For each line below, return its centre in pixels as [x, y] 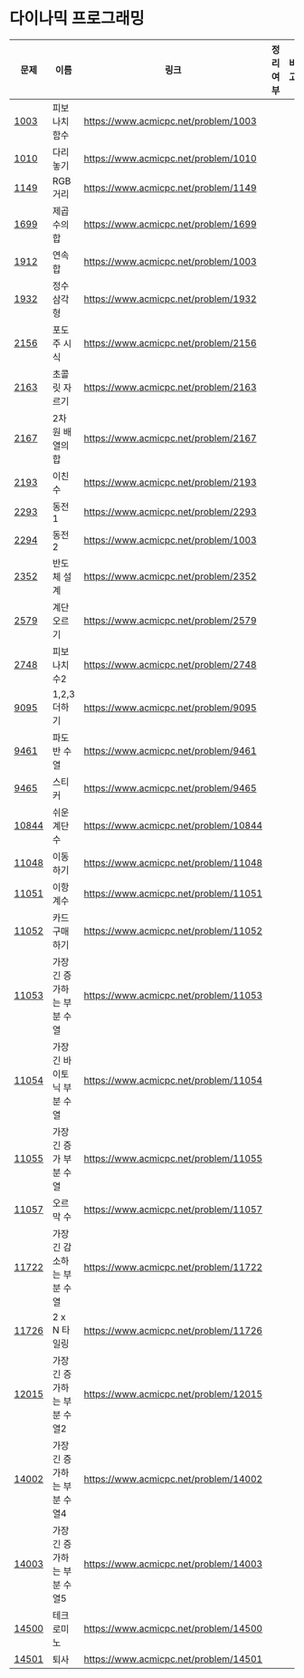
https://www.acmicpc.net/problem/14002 [173, 1479]
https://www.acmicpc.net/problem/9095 [170, 708]
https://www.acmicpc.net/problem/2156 [170, 342]
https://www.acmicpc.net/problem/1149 [170, 188]
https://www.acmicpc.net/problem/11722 [173, 1267]
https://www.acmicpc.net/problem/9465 [170, 787]
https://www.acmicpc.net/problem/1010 [170, 158]
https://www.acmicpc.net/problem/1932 [170, 298]
